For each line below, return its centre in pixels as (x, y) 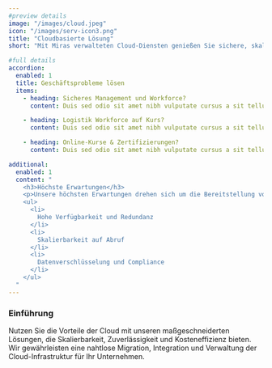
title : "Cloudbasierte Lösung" (61, 38)
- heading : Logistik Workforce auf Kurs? (93, 121)
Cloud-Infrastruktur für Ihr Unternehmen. (77, 356)
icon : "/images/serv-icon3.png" (63, 31)
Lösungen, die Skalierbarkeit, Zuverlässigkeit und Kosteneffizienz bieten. (130, 339)
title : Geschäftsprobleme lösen (70, 83)
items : (27, 91)
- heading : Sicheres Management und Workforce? (104, 98)
